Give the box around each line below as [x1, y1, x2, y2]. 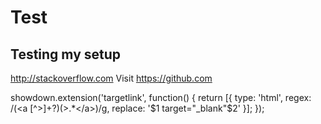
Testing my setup [10, 46, 122, 63]
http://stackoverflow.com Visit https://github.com [10, 72, 213, 84]
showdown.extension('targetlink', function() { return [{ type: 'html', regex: [10, 92, 312, 103]
